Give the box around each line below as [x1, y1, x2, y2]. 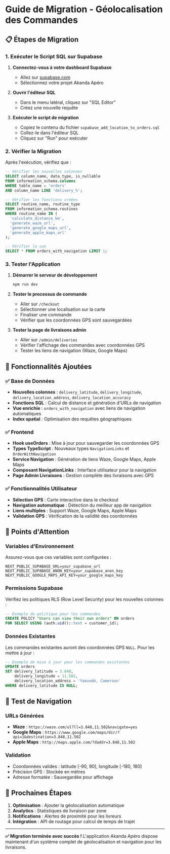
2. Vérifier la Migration [5, 148, 62, 155]
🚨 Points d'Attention [5, 527, 69, 536]
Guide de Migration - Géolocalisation [5, 4, 163, 15]
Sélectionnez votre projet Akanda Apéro [20, 80, 104, 86]
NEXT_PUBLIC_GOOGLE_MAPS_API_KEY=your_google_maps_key [5, 573, 123, 578]
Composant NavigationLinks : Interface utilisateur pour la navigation [12, 467, 157, 473]
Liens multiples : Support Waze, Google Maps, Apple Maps [12, 507, 137, 513]
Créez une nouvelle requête [20, 104, 78, 111]
